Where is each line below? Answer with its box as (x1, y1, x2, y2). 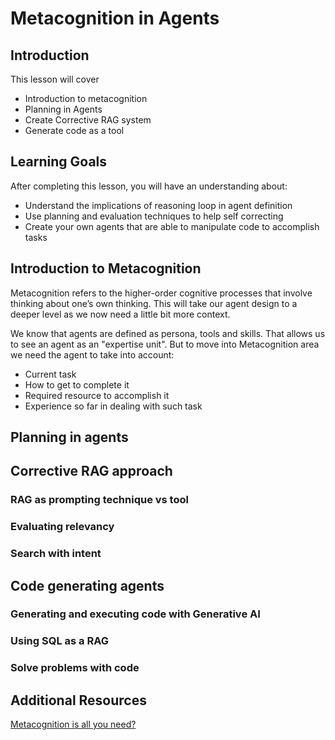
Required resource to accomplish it (24, 389, 170, 401)
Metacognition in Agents (10, 7, 220, 30)
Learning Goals (10, 153, 108, 171)
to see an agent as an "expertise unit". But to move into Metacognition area (10, 338, 320, 350)
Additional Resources (10, 692, 147, 709)
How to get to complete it (24, 378, 130, 391)
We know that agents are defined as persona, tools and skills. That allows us (10, 327, 326, 339)
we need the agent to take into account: (10, 348, 175, 361)
